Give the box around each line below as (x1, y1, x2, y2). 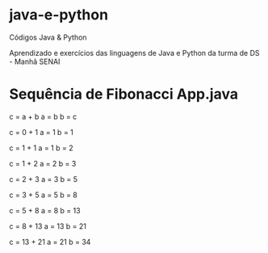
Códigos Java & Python (9, 32, 87, 42)
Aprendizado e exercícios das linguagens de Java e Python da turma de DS (9, 48, 261, 57)
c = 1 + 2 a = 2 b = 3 (9, 158, 77, 168)
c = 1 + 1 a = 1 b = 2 (9, 143, 73, 153)
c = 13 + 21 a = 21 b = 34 (9, 237, 91, 247)
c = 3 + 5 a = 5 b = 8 (9, 190, 77, 200)
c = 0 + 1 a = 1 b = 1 (9, 127, 73, 137)
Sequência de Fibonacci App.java (9, 85, 239, 103)
